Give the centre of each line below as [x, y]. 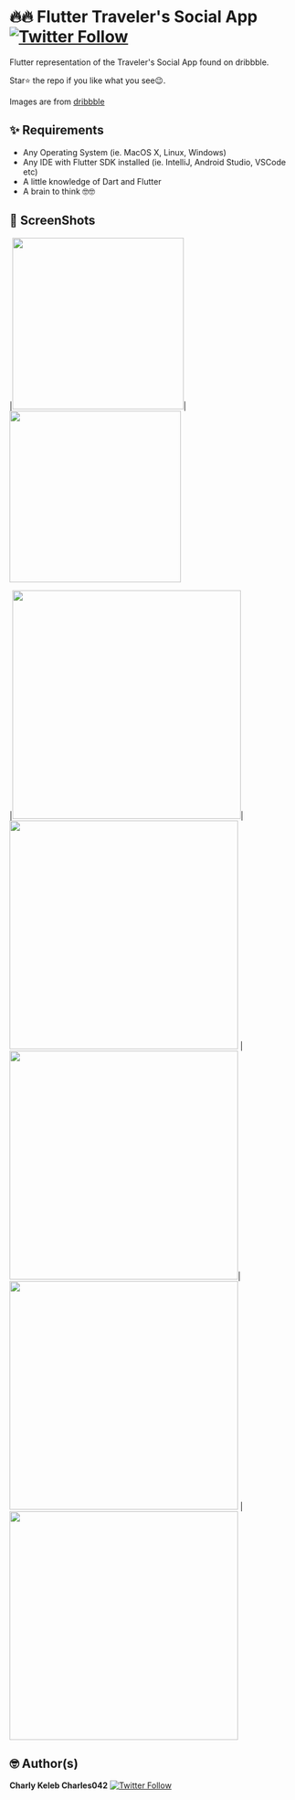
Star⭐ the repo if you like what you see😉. [88, 80]
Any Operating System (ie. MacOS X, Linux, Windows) [124, 152]
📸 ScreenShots [53, 221]
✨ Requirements [57, 130]
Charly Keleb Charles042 [58, 1785]
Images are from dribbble [57, 101]
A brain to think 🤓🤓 [59, 191]
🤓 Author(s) [44, 1763]
